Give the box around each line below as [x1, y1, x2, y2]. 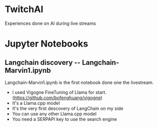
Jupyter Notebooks [5, 38, 88, 50]
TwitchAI [5, 4, 44, 15]
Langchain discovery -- [5, 58, 81, 67]
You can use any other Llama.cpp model [12, 110, 97, 117]
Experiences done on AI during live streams [5, 20, 96, 26]
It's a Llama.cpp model [12, 100, 60, 106]
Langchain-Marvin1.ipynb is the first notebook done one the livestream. [5, 79, 154, 86]
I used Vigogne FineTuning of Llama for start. [12, 89, 107, 95]
